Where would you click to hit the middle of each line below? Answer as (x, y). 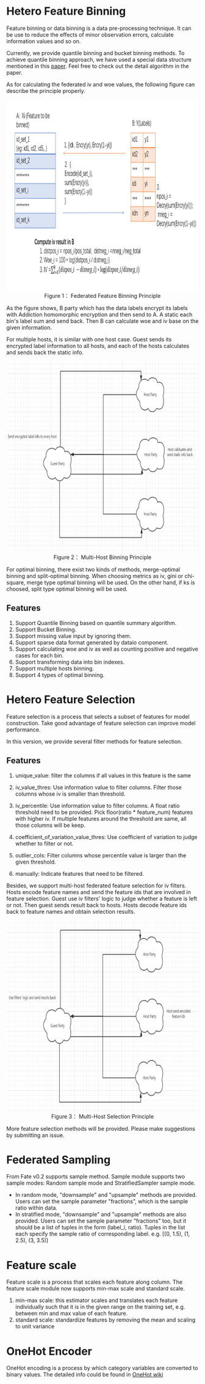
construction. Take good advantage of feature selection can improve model (101, 723)
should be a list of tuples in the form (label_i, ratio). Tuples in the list (100, 1227)
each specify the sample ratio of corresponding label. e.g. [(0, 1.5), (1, (103, 1234)
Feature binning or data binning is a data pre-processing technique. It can (99, 28)
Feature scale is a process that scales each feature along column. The (95, 1282)
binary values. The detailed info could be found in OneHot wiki (85, 1375)
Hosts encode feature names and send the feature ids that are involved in (99, 892)
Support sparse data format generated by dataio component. (92, 642)
